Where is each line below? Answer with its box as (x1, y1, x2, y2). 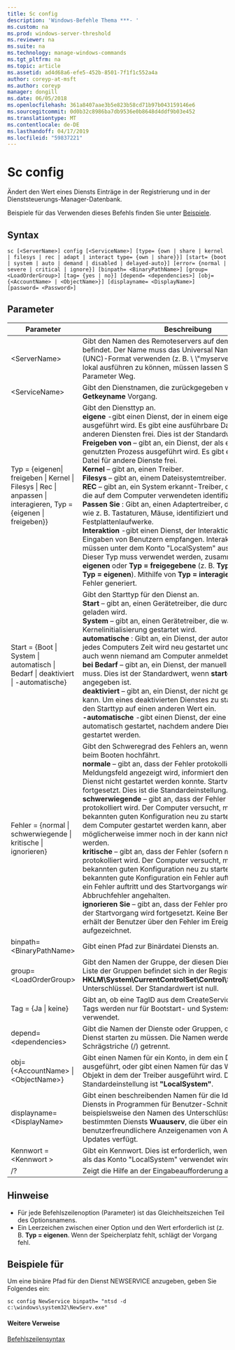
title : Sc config (7, 10, 58, 18)
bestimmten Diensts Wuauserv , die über (83, 1116, 216, 1126)
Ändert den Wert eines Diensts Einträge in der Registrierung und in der (7, 187, 211, 196)
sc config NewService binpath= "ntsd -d (7, 1298, 127, 1305)
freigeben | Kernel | (10, 473, 75, 483)
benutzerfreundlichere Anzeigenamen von (83, 1125, 222, 1135)
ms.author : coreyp (7, 82, 61, 89)
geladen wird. (83, 607, 127, 617)
